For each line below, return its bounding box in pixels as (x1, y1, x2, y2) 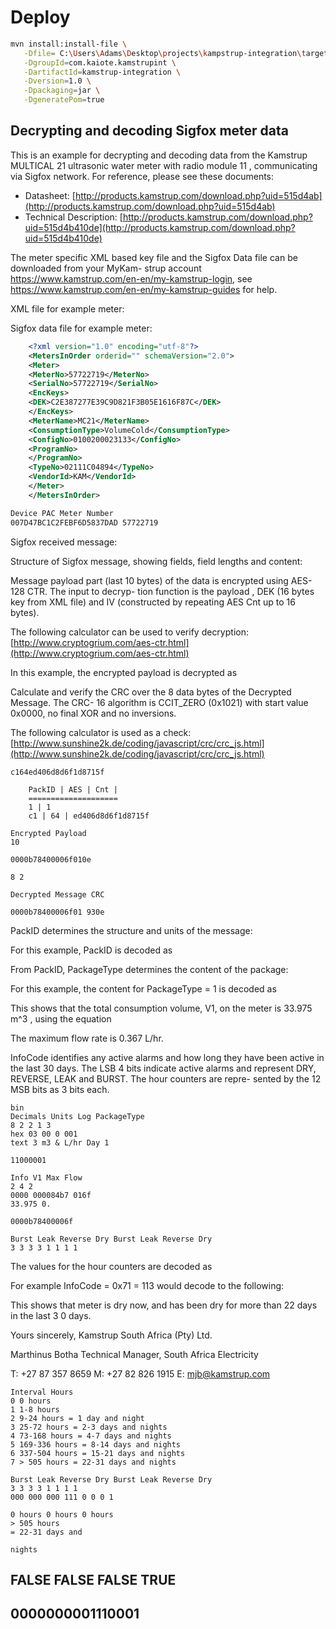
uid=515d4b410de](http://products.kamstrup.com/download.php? (24, 221, 296, 233)
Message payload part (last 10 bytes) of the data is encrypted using (10, 574, 289, 586)
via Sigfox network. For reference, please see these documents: (10, 170, 275, 182)
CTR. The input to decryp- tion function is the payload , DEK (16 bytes (26, 585, 315, 597)
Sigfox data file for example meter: (10, 322, 153, 334)
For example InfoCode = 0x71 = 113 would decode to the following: (10, 1279, 285, 1291)
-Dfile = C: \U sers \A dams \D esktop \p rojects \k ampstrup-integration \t (23, 48, 307, 58)
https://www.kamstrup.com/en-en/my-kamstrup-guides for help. (10, 283, 278, 295)
